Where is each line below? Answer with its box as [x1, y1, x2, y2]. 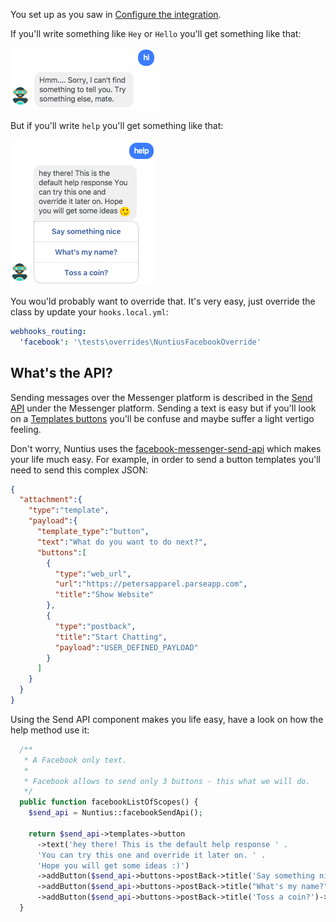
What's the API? [10, 365, 113, 382]
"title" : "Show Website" [54, 590, 155, 600]
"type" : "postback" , [54, 621, 137, 631]
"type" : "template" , [28, 505, 110, 516]
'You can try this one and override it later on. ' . [36, 850, 267, 860]
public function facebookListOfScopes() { [19, 797, 199, 808]
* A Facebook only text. [23, 755, 128, 765]
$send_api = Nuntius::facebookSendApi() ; [28, 808, 203, 818]
